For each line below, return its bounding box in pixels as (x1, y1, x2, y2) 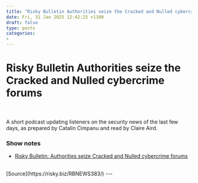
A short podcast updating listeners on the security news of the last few (6, 118, 179, 125)
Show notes (6, 139, 41, 147)
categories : (6, 31, 35, 36)
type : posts (6, 25, 35, 31)
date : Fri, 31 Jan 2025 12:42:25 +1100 (6, 14, 104, 20)
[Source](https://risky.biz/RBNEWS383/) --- (6, 170, 113, 177)
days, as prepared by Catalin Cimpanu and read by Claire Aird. (6, 124, 158, 131)
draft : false (6, 19, 38, 25)
